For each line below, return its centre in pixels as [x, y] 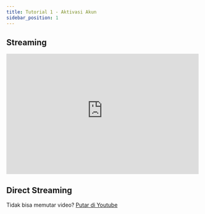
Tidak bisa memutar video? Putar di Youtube [62, 205]
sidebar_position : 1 [33, 18]
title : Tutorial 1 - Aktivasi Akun [52, 12]
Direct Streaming [39, 190]
